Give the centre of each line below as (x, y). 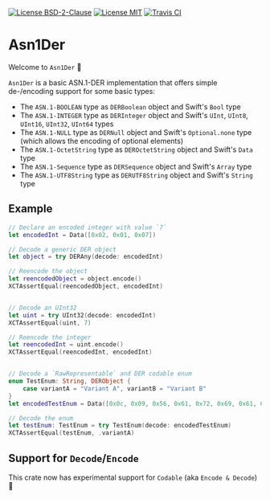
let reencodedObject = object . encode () (75, 279)
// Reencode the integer (50, 337)
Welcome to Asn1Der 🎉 (45, 67)
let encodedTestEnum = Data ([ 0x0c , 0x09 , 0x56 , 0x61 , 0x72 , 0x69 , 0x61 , (133, 403)
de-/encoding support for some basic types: (82, 91)
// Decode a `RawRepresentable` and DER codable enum (100, 374)
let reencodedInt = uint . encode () (66, 345)
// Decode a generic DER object (62, 249)
